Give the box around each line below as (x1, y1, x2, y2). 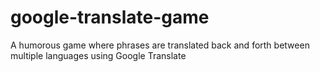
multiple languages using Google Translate (10, 49, 187, 61)
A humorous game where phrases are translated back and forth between (10, 39, 310, 51)
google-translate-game (10, 6, 210, 29)
